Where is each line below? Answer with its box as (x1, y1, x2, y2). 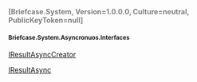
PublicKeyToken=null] (8, 15, 84, 25)
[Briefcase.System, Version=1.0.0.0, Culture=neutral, (8, 7, 190, 16)
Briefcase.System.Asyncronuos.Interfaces (8, 33, 130, 41)
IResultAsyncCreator (8, 50, 77, 60)
